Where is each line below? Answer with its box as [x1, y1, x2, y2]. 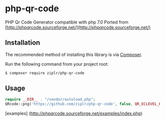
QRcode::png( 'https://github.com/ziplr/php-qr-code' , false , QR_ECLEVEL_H [5, 101, 162, 107]
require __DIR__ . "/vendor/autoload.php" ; [5, 97, 96, 102]
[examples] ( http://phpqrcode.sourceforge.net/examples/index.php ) [5, 111, 143, 117]
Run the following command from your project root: [5, 61, 109, 67]
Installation [5, 39, 40, 47]
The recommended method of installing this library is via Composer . [5, 51, 142, 57]
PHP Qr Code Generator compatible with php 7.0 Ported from [5, 19, 129, 25]
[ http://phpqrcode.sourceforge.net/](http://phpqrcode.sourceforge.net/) [5, 24, 151, 30]
